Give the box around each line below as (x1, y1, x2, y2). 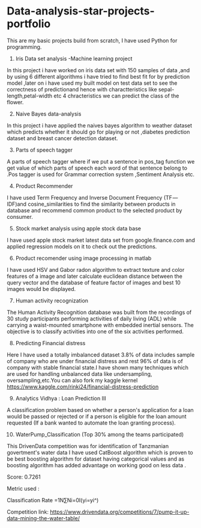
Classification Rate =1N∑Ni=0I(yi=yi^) (7, 496, 99, 503)
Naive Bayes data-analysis (15, 110, 82, 117)
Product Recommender (15, 182, 73, 189)
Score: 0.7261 (7, 473, 41, 480)
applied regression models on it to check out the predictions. (7, 242, 157, 250)
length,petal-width (7, 92, 53, 99)
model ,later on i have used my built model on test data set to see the (7, 79, 178, 87)
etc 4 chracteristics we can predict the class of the (53, 92, 179, 99)
